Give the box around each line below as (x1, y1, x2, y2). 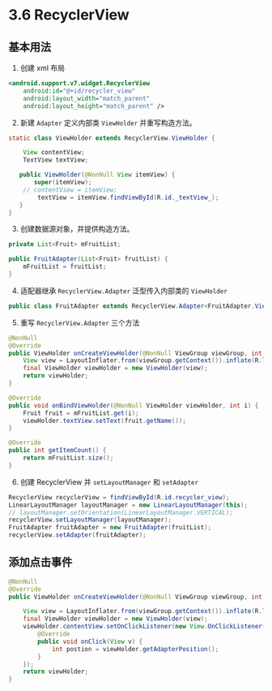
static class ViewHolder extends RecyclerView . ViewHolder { (8, 134, 216, 142)
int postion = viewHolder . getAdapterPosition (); (51, 645, 219, 653)
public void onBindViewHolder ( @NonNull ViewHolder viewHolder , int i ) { (8, 401, 259, 409)
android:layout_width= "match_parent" (23, 94, 151, 102)
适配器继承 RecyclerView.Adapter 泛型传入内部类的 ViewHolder (19, 286, 228, 296)
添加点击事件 (8, 555, 73, 569)
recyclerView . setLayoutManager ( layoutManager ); (8, 516, 172, 525)
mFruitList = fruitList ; (23, 262, 107, 271)
